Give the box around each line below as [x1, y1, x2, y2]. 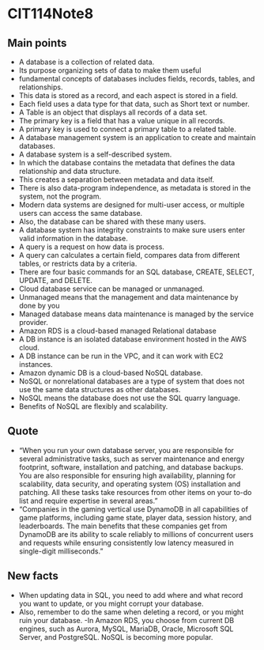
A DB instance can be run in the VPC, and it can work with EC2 [18, 351, 224, 361]
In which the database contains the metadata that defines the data [18, 158, 236, 167]
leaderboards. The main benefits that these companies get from [18, 521, 228, 531]
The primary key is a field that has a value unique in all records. [18, 116, 225, 125]
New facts [7, 569, 58, 583]
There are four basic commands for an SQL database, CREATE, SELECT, [18, 267, 255, 277]
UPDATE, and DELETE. [18, 276, 92, 285]
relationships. [18, 82, 63, 92]
